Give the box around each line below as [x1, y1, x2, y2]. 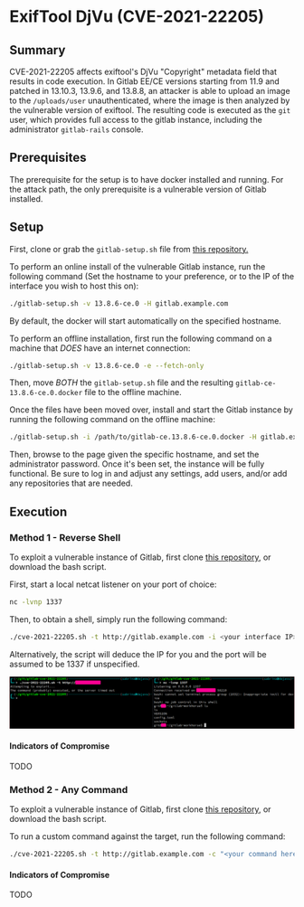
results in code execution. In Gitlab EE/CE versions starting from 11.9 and [9, 76, 280, 87]
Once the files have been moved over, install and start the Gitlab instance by [9, 404, 294, 415]
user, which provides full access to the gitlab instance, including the [9, 115, 262, 125]
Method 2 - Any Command [9, 783, 128, 796]
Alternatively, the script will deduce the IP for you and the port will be [9, 648, 267, 659]
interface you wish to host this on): [9, 280, 139, 291]
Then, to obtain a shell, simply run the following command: [9, 613, 228, 625]
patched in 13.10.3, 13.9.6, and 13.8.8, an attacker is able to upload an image [9, 86, 291, 96]
